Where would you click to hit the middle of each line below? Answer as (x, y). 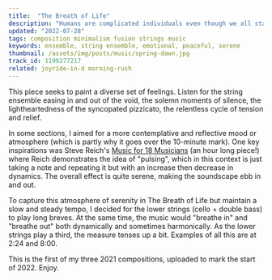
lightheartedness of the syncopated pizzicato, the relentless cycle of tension (136, 108)
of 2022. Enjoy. (34, 267)
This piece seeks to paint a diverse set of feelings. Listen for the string (125, 91)
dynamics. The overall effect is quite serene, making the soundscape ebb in (135, 176)
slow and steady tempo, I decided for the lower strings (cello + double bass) (136, 209)
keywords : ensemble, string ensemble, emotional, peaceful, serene (125, 46)
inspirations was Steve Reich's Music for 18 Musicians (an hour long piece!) (134, 150)
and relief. (25, 117)
